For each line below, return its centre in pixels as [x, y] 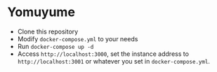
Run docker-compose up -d [55, 46]
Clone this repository [48, 31]
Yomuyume [41, 12]
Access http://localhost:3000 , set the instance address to [103, 54]
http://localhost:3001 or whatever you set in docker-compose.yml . [114, 61]
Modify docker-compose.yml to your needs [78, 38]
